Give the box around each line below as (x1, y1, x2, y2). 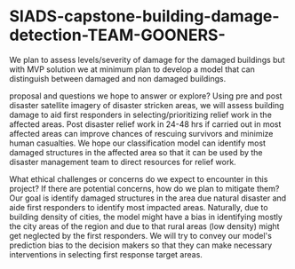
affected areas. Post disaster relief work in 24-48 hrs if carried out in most (9, 118, 282, 130)
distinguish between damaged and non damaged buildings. (9, 73, 227, 83)
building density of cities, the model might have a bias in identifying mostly (9, 211, 283, 222)
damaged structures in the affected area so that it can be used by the (9, 146, 264, 157)
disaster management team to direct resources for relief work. (9, 156, 237, 167)
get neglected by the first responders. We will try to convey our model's (9, 230, 273, 241)
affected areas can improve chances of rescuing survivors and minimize (9, 128, 274, 138)
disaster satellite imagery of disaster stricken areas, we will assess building (9, 99, 284, 110)
